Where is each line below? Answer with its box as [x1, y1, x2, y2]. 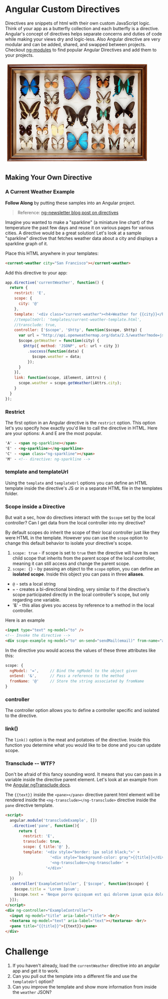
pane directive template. [5, 802, 54, 808]
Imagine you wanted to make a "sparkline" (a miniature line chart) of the [5, 219, 153, 225]
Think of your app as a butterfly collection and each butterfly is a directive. [5, 25, 159, 31]
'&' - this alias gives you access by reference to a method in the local [12, 602, 154, 608]
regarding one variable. [12, 597, 61, 603]
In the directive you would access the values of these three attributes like [5, 647, 156, 653]
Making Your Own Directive [5, 173, 92, 182]
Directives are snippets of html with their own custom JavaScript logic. [5, 20, 151, 26]
